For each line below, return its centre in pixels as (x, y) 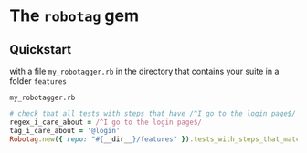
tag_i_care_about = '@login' (65, 130)
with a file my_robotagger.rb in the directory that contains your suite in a (144, 71)
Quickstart (41, 50)
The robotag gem (74, 16)
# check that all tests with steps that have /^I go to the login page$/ (153, 114)
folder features (38, 81)
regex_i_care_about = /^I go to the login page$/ (106, 122)
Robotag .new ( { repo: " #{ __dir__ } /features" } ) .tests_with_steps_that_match (157, 139)
